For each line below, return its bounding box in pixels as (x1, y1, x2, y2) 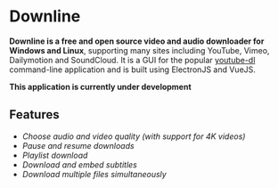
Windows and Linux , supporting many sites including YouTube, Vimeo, (9, 45, 270, 55)
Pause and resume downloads (21, 140, 135, 151)
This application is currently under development (9, 81, 192, 92)
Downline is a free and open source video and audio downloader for (9, 36, 265, 46)
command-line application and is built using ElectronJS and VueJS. (9, 64, 257, 75)
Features (9, 107, 60, 122)
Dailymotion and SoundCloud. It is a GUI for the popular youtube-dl (9, 54, 256, 65)
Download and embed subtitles (21, 159, 138, 170)
